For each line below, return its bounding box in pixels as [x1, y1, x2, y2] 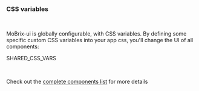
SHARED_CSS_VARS [6, 55, 56, 62]
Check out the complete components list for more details [6, 78, 148, 86]
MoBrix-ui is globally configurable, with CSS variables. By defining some [6, 30, 187, 37]
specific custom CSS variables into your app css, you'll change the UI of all [6, 37, 194, 44]
